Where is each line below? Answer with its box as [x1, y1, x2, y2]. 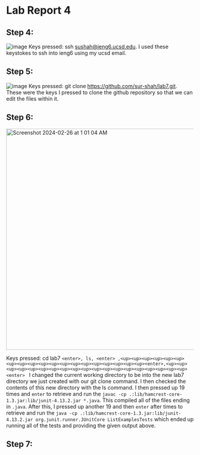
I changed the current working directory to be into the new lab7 [29, 371, 185, 378]
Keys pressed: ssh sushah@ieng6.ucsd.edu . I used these [29, 43, 168, 50]
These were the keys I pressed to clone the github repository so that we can [6, 89, 193, 96]
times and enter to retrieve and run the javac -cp [6, 390, 127, 397]
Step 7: [6, 439, 33, 450]
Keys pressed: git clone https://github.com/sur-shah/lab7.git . [29, 82, 177, 89]
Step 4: [6, 27, 34, 38]
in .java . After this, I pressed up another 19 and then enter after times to [6, 403, 183, 410]
